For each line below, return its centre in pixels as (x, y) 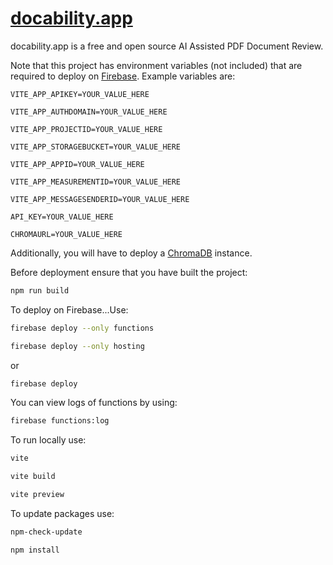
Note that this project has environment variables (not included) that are (156, 65)
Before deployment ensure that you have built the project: (129, 272)
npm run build (40, 290)
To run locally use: (48, 440)
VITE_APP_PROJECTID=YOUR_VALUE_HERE (86, 129)
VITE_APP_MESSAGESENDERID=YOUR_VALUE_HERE (100, 199)
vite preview (37, 495)
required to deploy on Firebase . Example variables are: (123, 76)
